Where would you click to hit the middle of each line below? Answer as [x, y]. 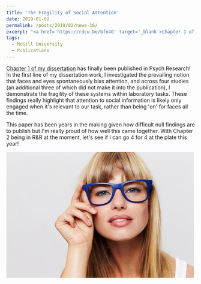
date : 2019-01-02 [28, 19]
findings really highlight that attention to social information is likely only [94, 100]
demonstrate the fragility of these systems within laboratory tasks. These [97, 93]
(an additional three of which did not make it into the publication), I [88, 87]
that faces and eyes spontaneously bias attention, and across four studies [97, 81]
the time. [17, 113]
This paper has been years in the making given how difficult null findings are [100, 124]
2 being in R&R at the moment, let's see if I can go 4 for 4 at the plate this [97, 137]
